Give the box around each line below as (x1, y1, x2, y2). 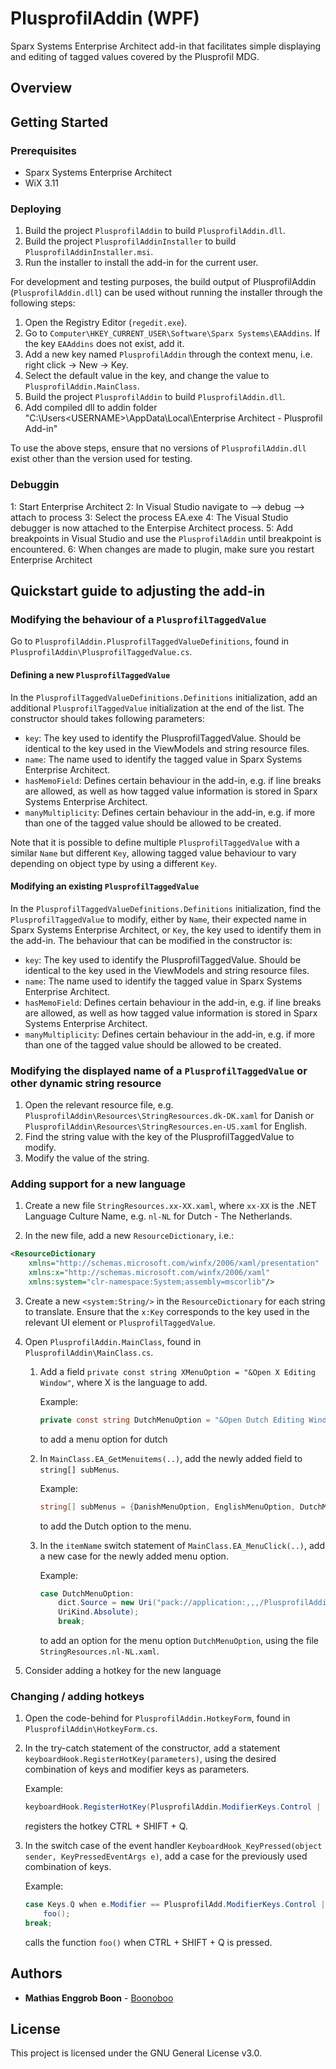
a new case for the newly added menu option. (39, 1550, 229, 1562)
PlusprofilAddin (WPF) (10, 7, 200, 30)
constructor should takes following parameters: (10, 712, 205, 724)
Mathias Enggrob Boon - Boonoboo (24, 1992, 174, 2004)
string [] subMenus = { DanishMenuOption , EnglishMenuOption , (39, 1502, 296, 1512)
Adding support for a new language (10, 1177, 186, 1191)
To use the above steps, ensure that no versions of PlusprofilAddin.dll (10, 442, 307, 454)
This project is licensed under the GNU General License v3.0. (10, 2047, 263, 2059)
